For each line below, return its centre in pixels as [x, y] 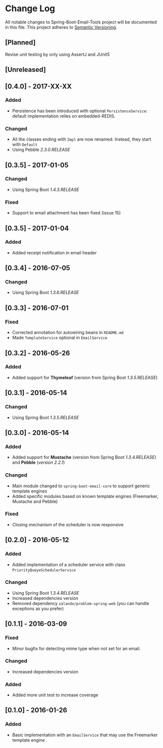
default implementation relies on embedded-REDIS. [64, 116]
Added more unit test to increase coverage [55, 695]
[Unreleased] [26, 70]
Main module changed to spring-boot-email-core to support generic [81, 486]
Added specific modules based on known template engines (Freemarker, [85, 496]
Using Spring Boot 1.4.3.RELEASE [46, 189]
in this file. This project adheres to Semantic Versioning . [61, 27]
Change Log [30, 9]
